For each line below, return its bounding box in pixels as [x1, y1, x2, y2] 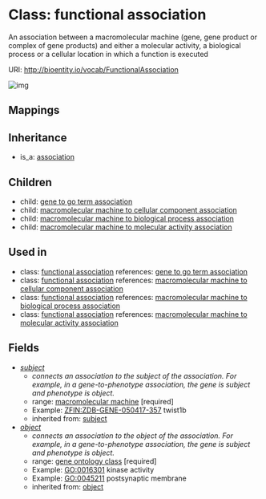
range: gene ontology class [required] [31, 456, 157, 466]
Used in [8, 245, 47, 259]
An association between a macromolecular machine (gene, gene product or [8, 32, 258, 42]
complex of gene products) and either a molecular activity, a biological [8, 40, 242, 50]
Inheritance [8, 131, 67, 144]
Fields [8, 341, 40, 355]
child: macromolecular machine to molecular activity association [19, 222, 232, 232]
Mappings [8, 103, 60, 117]
